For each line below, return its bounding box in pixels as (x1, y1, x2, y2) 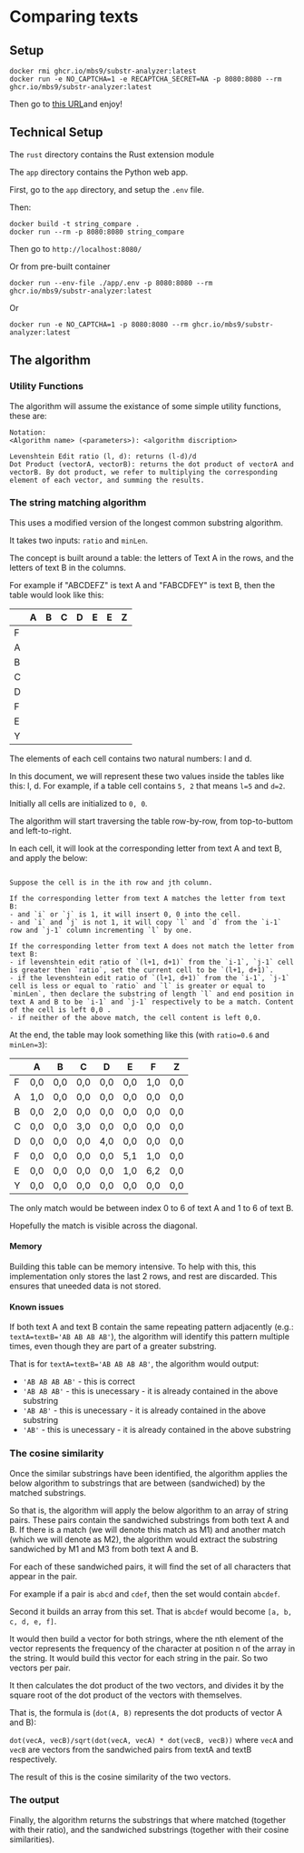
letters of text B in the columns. (9, 562, 127, 573)
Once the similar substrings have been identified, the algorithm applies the (9, 1467, 288, 1478)
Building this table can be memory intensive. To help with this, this (9, 1261, 257, 1272)
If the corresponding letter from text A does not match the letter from (9, 941, 295, 951)
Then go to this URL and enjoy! (9, 98, 123, 109)
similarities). (9, 1834, 55, 1845)
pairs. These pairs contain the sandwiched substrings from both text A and (9, 1514, 289, 1525)
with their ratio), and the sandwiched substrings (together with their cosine (9, 1824, 289, 1835)
